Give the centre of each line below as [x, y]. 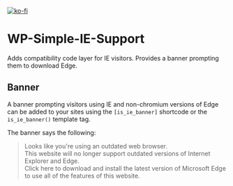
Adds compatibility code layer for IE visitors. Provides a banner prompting [113, 58]
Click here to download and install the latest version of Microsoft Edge [125, 168]
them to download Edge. [43, 65]
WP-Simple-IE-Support [76, 39]
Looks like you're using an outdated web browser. [96, 146]
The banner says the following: [52, 132]
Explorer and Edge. [52, 161]
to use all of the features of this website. [82, 176]
